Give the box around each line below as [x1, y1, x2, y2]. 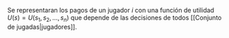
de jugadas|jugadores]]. [7, 23, 78, 31]
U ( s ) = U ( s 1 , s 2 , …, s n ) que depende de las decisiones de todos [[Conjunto [7, 13, 222, 23]
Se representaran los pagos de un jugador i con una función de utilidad [7, 6, 214, 14]
